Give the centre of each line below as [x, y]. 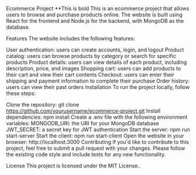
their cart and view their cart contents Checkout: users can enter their [90, 75]
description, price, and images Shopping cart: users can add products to [94, 68]
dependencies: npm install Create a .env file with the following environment [97, 117]
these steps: [21, 93]
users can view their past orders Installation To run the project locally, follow [98, 87]
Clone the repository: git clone [43, 104]
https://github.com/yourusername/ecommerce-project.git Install [83, 111]
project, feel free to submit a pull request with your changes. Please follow [96, 148]
